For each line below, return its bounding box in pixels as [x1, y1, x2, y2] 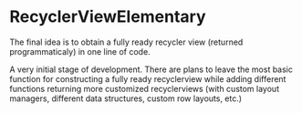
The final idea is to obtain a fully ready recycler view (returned [9, 36, 244, 47]
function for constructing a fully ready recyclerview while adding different [9, 73, 286, 84]
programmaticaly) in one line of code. [9, 46, 151, 56]
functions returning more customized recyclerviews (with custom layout [9, 83, 280, 94]
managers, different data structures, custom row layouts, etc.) [9, 93, 243, 104]
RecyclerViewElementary [9, 6, 207, 27]
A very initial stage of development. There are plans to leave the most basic [9, 64, 294, 75]
